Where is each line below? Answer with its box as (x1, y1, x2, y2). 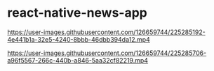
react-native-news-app (7, 5, 147, 21)
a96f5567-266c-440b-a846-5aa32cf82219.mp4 (7, 56, 149, 64)
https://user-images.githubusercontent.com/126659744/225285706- (7, 49, 207, 57)
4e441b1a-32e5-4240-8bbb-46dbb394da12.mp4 (7, 35, 151, 43)
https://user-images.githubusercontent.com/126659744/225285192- (7, 28, 206, 36)
